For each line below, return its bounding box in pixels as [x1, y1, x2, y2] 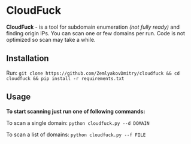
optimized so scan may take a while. [6, 36, 96, 43]
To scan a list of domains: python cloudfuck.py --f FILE [6, 131, 146, 138]
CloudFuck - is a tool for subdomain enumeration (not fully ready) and [6, 23, 180, 30]
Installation [6, 53, 49, 63]
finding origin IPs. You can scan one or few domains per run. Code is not [6, 29, 186, 36]
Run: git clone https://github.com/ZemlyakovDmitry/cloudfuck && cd [6, 69, 180, 76]
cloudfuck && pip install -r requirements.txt [6, 75, 125, 81]
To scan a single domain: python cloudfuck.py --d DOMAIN [6, 119, 150, 126]
